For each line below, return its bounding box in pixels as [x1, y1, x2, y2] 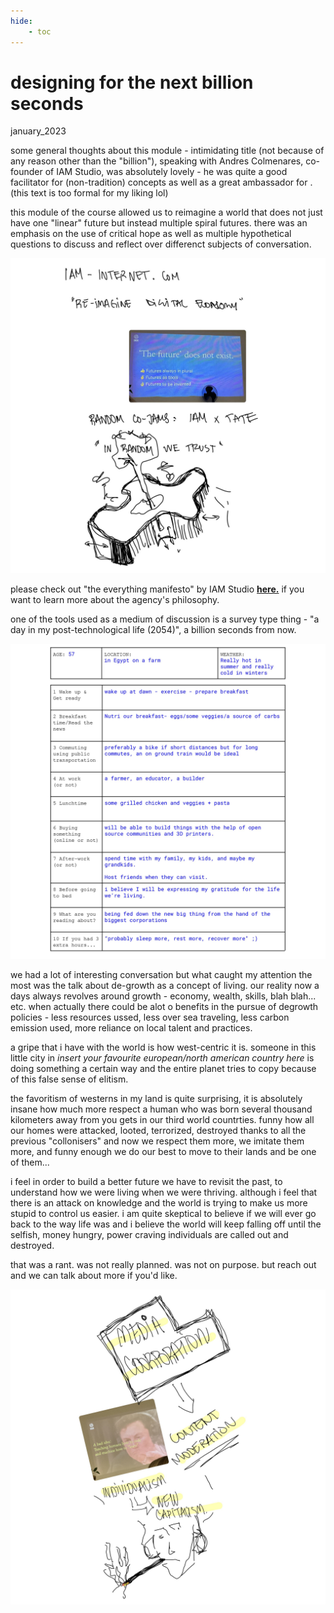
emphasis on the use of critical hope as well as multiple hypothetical [10, 228, 292, 240]
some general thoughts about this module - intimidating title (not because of [10, 145, 325, 157]
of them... [10, 1156, 50, 1169]
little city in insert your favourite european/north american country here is [10, 1052, 315, 1064]
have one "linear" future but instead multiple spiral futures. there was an [10, 217, 308, 229]
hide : [10, 16, 33, 26]
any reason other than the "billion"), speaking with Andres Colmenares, [10, 155, 304, 167]
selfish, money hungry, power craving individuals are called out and [10, 1229, 289, 1241]
